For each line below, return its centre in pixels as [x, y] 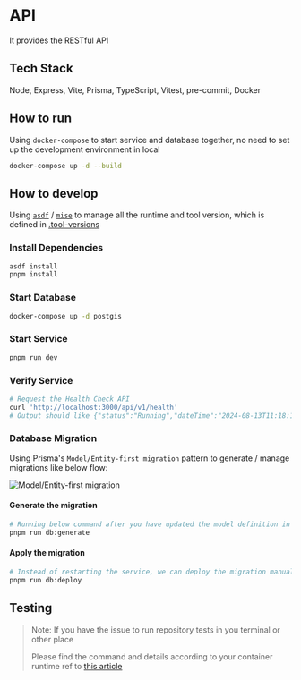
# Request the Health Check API [69, 399]
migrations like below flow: [59, 467]
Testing [31, 608]
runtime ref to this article [77, 666]
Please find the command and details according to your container [152, 656]
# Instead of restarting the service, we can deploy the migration [138, 572]
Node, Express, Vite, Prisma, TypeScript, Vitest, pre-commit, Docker [135, 89]
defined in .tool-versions [55, 225]
